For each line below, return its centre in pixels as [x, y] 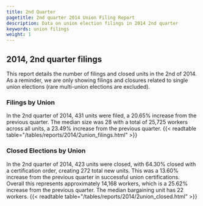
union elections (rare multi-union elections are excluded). [78, 86]
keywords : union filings [38, 29]
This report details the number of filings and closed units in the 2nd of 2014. [101, 74]
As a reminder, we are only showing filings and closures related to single [97, 80]
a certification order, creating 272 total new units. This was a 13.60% [92, 170]
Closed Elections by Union [46, 151]
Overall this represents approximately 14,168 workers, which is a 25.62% [97, 184]
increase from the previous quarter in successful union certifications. [93, 177]
